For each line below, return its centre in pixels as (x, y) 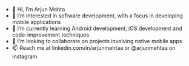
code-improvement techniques (51, 35)
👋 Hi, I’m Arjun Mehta (38, 9)
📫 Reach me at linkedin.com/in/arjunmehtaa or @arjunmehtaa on (94, 48)
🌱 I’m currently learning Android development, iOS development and (97, 28)
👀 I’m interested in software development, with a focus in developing (97, 16)
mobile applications (36, 22)
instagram (25, 56)
